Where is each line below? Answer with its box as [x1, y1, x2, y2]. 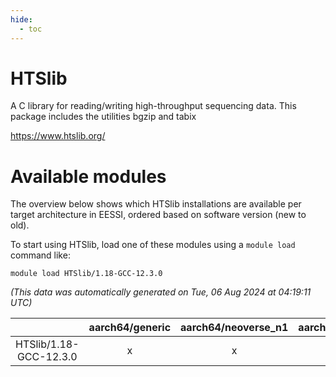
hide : [10, 14, 33, 25]
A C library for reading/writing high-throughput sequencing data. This [10, 100, 297, 112]
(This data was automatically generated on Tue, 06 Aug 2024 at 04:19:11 [10, 286, 312, 298]
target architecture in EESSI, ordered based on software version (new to [10, 209, 307, 221]
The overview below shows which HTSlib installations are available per [10, 198, 302, 210]
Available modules [10, 165, 167, 188]
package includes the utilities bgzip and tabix [10, 111, 197, 123]
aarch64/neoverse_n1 [180, 321, 289, 335]
